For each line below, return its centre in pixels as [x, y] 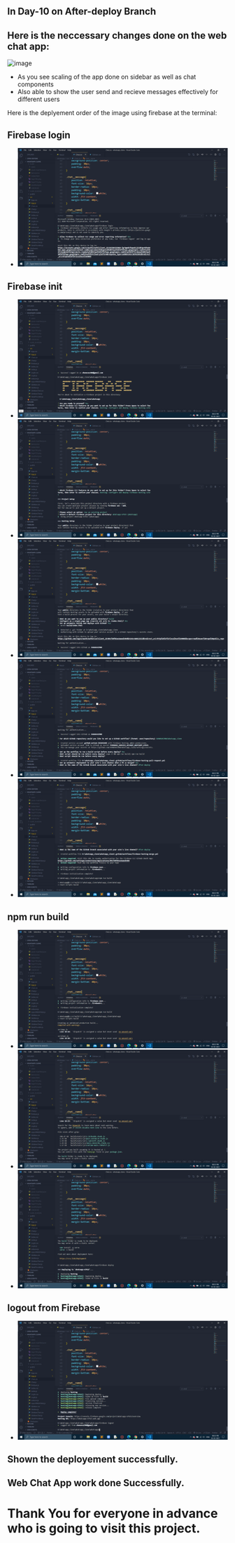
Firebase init [35, 286]
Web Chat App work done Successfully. [96, 1483]
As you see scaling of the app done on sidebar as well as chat [107, 77]
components [35, 84]
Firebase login [39, 135]
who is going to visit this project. [104, 1528]
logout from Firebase [54, 1308]
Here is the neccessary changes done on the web [117, 35]
